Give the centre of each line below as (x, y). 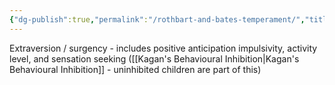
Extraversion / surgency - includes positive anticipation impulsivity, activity (163, 48)
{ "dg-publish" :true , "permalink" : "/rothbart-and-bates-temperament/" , (157, 19)
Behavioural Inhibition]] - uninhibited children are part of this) (135, 69)
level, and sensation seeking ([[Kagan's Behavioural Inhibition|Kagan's (154, 58)
